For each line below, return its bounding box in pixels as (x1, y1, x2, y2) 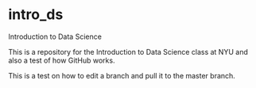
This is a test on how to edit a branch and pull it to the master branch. (8, 71, 236, 80)
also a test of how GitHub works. (8, 55, 115, 65)
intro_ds (8, 6, 64, 24)
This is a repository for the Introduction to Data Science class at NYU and (8, 47, 248, 56)
